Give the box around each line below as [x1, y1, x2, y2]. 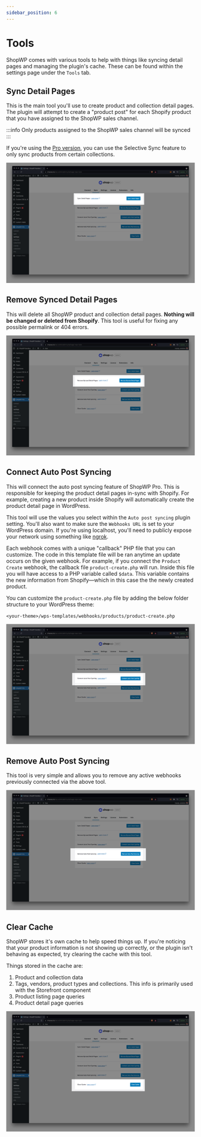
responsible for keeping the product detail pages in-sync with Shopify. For [6, 489, 190, 497]
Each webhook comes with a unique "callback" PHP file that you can [6, 545, 175, 552]
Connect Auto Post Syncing [6, 467, 112, 477]
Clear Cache [6, 922, 54, 932]
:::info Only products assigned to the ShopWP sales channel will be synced [6, 127, 191, 134]
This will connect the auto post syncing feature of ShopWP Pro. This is [6, 483, 180, 490]
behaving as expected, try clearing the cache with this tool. [6, 950, 153, 958]
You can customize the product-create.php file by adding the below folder [6, 594, 189, 601]
